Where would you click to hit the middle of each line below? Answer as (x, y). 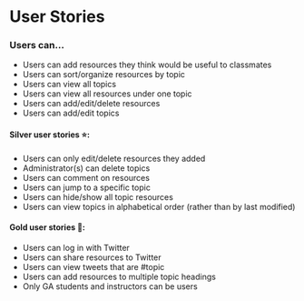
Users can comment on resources (86, 177)
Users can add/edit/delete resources (91, 104)
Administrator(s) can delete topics (86, 168)
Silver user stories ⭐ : (50, 135)
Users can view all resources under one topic (107, 94)
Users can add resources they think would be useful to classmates (147, 65)
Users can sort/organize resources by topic (104, 75)
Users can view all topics (69, 85)
